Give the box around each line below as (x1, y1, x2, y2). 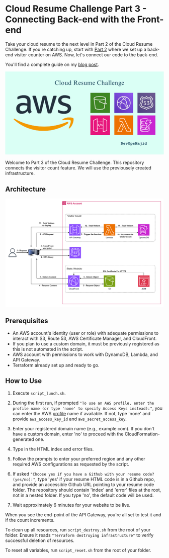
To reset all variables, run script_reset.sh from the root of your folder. (5, 547, 151, 553)
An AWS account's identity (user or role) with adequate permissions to (12, 330, 159, 336)
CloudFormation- (124, 431, 160, 437)
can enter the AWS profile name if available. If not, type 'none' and (12, 410, 151, 416)
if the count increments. (5, 517, 55, 523)
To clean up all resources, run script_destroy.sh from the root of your (5, 526, 151, 533)
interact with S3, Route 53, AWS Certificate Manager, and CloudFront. (12, 335, 157, 341)
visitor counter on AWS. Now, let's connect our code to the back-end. (14, 51, 158, 58)
